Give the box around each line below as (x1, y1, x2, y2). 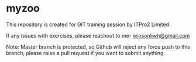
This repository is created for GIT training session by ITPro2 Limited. (6, 21, 171, 28)
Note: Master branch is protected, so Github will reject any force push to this (6, 43, 190, 50)
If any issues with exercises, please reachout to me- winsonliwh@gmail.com (6, 32, 190, 39)
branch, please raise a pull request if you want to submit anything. (6, 49, 166, 56)
